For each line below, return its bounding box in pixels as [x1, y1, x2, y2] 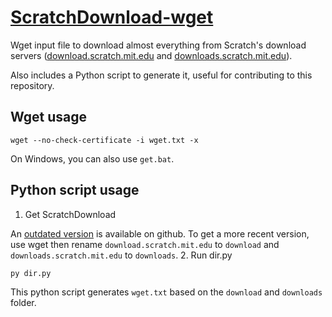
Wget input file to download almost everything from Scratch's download [10, 39, 307, 51]
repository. [10, 79, 55, 91]
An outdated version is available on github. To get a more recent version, [10, 227, 310, 240]
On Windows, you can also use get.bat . [10, 152, 175, 165]
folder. [10, 296, 37, 308]
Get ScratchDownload [24, 208, 117, 220]
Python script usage [10, 182, 140, 199]
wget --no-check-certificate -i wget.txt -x [10, 135, 199, 145]
